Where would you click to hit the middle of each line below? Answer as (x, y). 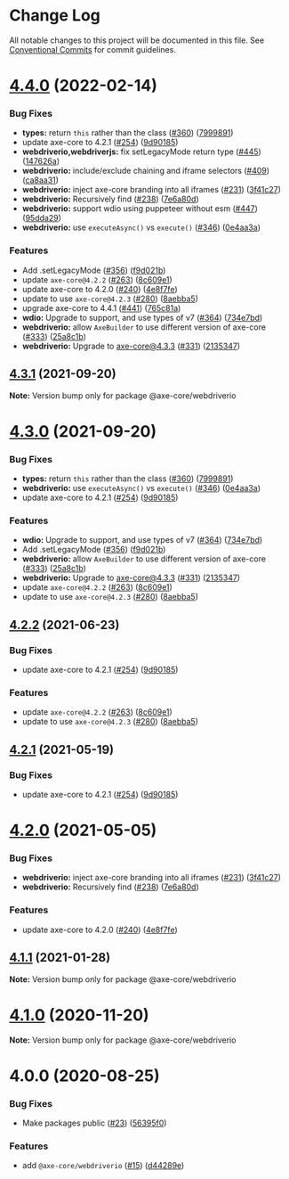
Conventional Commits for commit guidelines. (92, 49)
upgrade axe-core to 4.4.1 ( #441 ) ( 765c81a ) (101, 307)
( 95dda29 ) (42, 218)
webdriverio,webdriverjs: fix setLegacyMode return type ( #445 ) (142, 151)
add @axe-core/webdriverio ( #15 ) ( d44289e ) (103, 1166)
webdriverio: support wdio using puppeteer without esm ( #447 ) (140, 209)
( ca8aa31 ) (40, 180)
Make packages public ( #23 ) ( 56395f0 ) (94, 1123)
